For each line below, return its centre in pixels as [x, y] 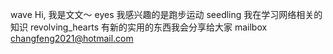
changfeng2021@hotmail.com [72, 38]
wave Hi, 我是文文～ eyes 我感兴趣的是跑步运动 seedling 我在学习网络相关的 [166, 14]
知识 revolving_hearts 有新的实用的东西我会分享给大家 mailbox [139, 27]
